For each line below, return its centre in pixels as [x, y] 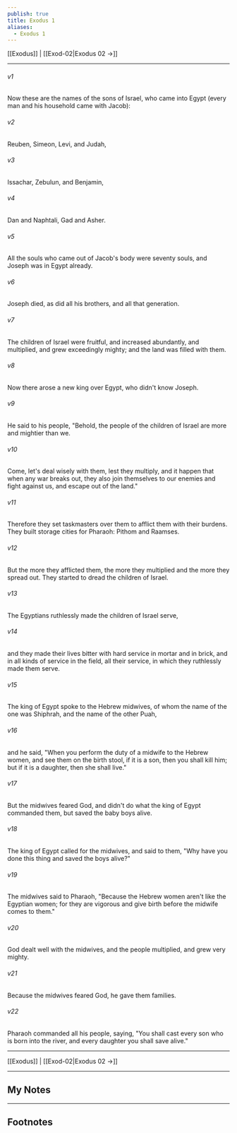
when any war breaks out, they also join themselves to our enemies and [111, 479]
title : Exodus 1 [31, 20]
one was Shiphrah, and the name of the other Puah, [82, 714]
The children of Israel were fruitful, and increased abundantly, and [103, 342]
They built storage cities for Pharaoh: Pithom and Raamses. [93, 532]
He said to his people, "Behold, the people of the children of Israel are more [117, 425]
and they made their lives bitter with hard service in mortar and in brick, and [117, 654]
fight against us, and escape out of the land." [73, 486]
